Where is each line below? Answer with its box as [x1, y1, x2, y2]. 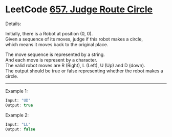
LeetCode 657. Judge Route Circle [5, 4, 153, 15]
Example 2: [5, 112, 29, 118]
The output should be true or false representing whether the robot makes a [5, 68, 163, 74]
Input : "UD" [5, 97, 31, 103]
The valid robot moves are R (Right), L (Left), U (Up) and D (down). [5, 62, 145, 68]
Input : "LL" [5, 122, 31, 127]
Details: [5, 21, 21, 27]
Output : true [5, 103, 33, 108]
